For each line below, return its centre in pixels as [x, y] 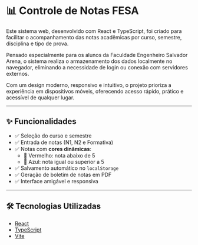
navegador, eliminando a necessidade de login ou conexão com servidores [97, 67]
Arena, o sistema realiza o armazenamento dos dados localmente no [89, 61]
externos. [18, 73]
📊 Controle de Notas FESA [72, 11]
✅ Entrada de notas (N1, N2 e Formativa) [64, 142]
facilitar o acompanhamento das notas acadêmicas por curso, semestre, [94, 37]
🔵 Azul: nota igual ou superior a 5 [64, 162]
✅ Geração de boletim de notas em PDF [63, 174]
